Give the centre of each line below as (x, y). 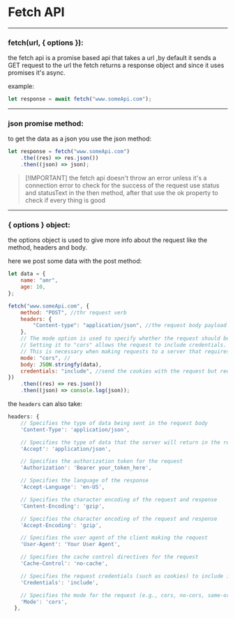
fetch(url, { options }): (46, 43)
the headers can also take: (45, 404)
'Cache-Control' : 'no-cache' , (65, 563)
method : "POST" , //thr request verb (74, 312)
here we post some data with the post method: (75, 261)
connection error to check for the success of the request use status (122, 185)
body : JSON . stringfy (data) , (61, 364)
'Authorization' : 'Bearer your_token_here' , (86, 468)
